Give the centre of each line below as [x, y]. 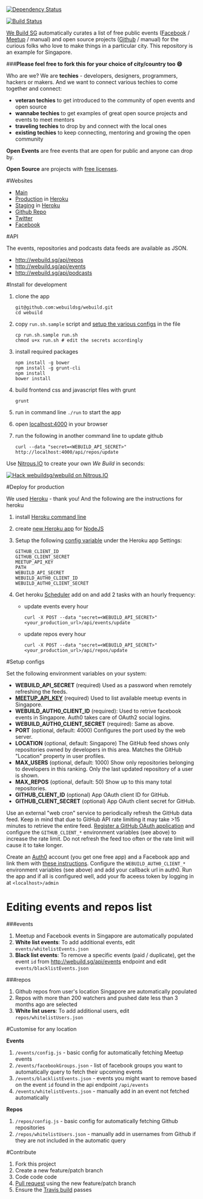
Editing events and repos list [79, 907]
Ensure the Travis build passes [53, 1189]
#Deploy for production [35, 487]
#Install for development [37, 284]
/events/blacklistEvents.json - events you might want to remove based [106, 1078]
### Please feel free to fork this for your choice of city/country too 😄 [95, 64]
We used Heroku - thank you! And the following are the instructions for [95, 499]
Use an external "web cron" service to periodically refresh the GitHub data [99, 813]
